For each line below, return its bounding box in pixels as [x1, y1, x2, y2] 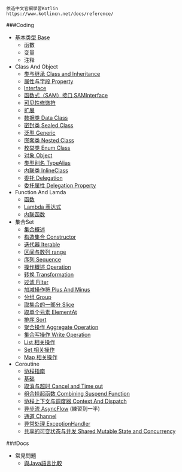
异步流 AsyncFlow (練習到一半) [23, 405, 101, 412]
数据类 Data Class [23, 114, 68, 121]
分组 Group [23, 293, 52, 301]
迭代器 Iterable [23, 241, 60, 248]
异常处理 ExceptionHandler [23, 420, 91, 427]
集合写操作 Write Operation [23, 331, 91, 338]
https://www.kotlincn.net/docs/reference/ [6, 11, 114, 17]
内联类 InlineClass [23, 167, 69, 174]
